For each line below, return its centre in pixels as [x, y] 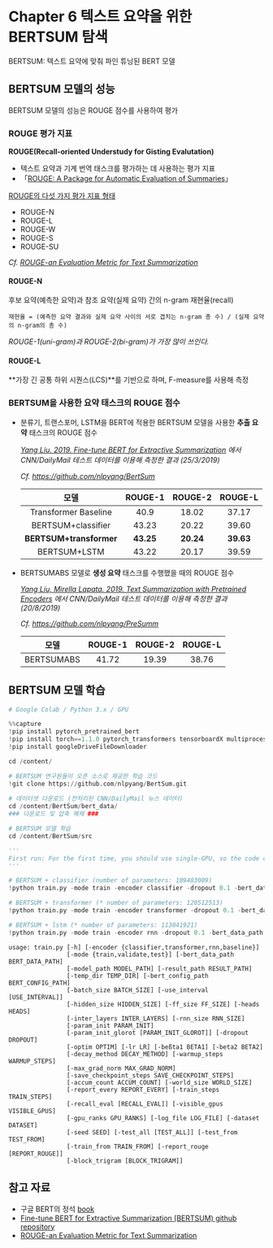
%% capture [25, 724]
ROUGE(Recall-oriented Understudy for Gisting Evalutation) [111, 152]
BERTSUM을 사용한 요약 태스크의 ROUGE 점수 [94, 403]
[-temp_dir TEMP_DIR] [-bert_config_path [137, 976]
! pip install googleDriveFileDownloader [78, 747]
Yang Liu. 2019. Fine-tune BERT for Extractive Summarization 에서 [130, 450]
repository [37, 1226]
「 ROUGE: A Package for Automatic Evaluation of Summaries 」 [126, 179]
